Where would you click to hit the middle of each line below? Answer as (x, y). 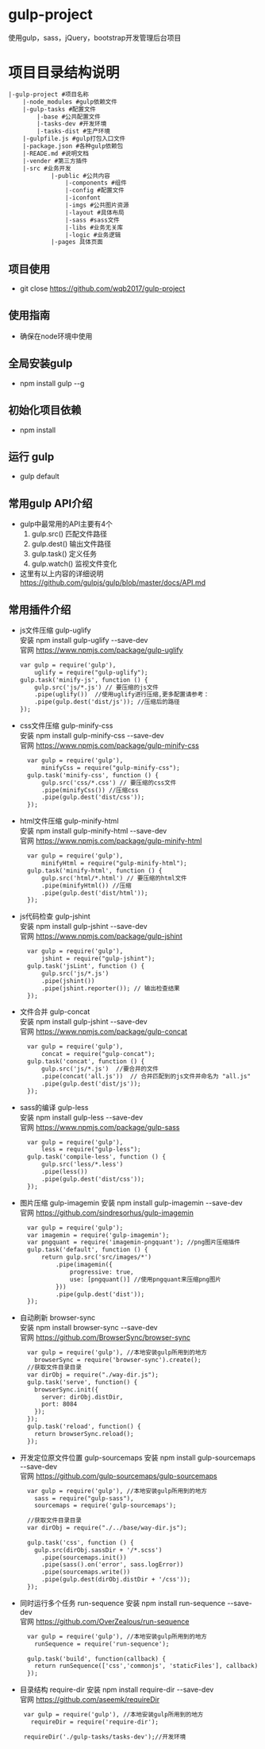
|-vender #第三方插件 (55, 161)
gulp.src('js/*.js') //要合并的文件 (100, 1069)
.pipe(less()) (64, 1172)
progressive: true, (102, 1272)
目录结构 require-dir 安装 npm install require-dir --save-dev (117, 1689)
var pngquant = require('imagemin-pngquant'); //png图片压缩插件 (134, 1242)
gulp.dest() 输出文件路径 (71, 544)
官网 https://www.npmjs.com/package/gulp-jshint (101, 936)
